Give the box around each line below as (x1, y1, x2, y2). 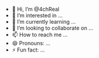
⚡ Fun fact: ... (11, 46, 45, 53)
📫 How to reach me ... (11, 31, 68, 38)
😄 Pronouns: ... (11, 40, 51, 47)
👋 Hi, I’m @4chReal (11, 6, 60, 12)
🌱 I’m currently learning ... (11, 18, 76, 25)
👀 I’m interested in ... (11, 12, 63, 19)
